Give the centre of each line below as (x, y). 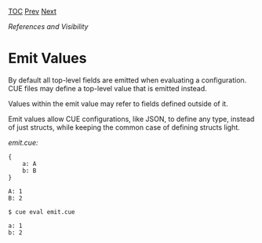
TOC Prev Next (33, 11)
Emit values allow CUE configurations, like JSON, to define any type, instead (131, 119)
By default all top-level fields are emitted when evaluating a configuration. (127, 80)
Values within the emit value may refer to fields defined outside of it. (118, 103)
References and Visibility (48, 26)
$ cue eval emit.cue (42, 212)
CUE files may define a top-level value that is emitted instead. (108, 88)
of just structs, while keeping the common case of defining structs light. (124, 127)
